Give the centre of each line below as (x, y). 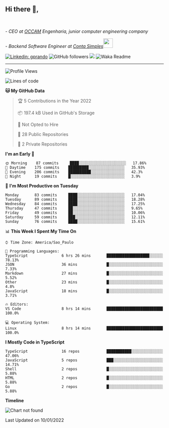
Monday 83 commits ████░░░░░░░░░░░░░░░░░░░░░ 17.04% (75, 195)
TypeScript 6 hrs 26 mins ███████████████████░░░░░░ (84, 256)
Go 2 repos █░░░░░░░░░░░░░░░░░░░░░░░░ (84, 387)
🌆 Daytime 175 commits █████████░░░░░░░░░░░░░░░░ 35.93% (75, 167)
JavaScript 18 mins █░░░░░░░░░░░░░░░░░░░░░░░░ (84, 291)
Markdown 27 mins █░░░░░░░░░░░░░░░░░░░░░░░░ (84, 273)
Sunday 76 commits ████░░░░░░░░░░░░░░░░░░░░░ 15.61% (75, 221)
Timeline (15, 400)
